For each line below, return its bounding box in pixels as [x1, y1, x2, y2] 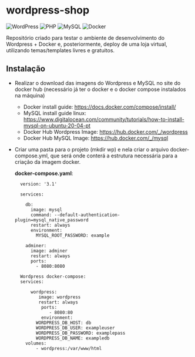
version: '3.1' [20, 181, 58, 187]
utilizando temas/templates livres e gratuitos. [6, 46, 115, 53]
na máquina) [14, 92, 45, 99]
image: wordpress [38, 294, 81, 300]
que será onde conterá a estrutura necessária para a [50, 152, 178, 159]
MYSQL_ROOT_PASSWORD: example [36, 233, 110, 238]
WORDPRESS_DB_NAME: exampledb [36, 335, 110, 341]
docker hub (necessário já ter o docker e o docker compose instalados [14, 86, 186, 93]
